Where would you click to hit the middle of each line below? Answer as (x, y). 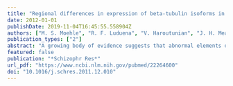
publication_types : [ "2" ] (44, 40)
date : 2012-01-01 (32, 20)
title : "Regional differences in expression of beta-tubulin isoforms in (116, 14)
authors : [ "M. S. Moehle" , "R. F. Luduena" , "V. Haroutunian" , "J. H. (111, 33)
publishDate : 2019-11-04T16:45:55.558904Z (69, 26)
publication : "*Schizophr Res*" (54, 59)
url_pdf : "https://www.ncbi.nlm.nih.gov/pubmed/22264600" (93, 65)
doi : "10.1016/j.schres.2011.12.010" (62, 71)
